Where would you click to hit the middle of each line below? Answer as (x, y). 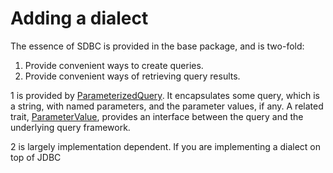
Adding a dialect (79, 18)
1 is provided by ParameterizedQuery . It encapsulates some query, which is (165, 95)
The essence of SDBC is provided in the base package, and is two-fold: (157, 46)
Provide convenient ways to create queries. (114, 65)
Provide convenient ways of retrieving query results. (132, 76)
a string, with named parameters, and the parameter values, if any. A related (167, 106)
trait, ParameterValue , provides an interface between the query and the (157, 116)
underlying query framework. (70, 127)
